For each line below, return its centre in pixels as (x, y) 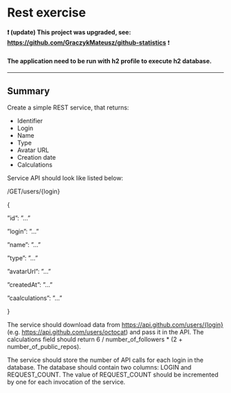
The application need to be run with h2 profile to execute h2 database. (109, 61)
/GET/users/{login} (34, 191)
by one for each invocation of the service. (66, 382)
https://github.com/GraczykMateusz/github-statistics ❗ (89, 42)
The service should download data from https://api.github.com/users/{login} (115, 324)
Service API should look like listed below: (65, 178)
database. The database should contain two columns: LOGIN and (99, 367)
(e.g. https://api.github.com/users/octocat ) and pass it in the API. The (106, 332)
